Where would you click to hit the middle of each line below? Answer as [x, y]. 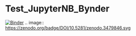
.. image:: [34, 22]
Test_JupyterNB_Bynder [57, 9]
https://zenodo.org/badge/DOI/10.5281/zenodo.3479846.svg [68, 27]
